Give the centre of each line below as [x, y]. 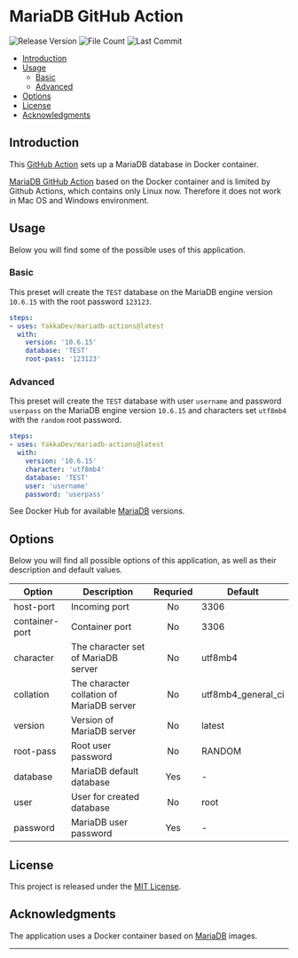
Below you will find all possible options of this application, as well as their [143, 561]
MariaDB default [105, 771]
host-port [35, 607]
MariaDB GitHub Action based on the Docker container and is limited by [140, 181]
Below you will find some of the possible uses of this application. [127, 250]
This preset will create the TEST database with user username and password [145, 401]
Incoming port [100, 607]
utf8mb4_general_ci [243, 695]
